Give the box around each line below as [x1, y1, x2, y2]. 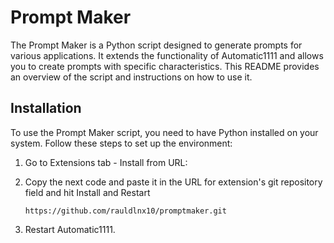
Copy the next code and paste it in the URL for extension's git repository [24, 176, 323, 188]
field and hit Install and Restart [24, 186, 151, 198]
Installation [10, 100, 82, 117]
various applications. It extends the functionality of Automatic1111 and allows [10, 49, 324, 61]
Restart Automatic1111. [24, 223, 116, 235]
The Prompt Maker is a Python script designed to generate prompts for [10, 39, 303, 51]
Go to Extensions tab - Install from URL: [24, 156, 188, 168]
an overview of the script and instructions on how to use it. [10, 71, 253, 83]
